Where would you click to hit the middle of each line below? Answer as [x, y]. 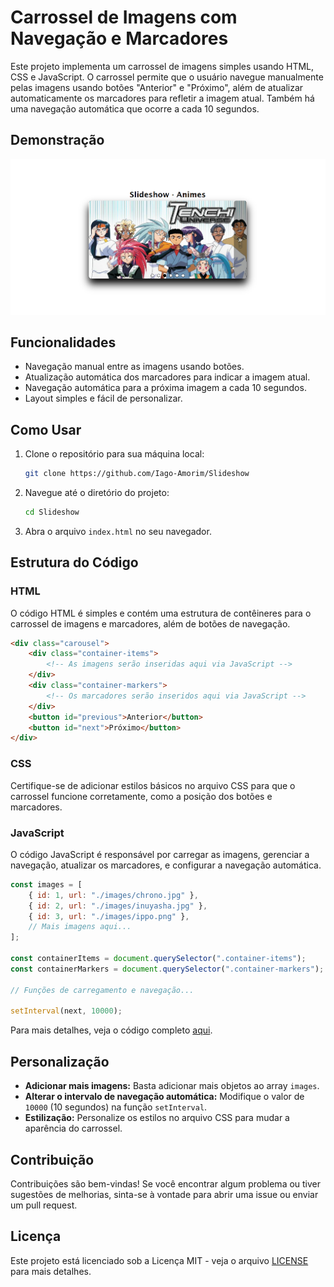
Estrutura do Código [74, 562]
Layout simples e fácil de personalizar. [103, 398]
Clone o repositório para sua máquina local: [114, 454]
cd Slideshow [52, 512]
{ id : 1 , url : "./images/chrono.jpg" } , [113, 895]
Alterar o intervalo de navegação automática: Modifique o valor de [164, 1097]
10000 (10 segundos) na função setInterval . [116, 1107]
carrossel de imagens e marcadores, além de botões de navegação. [150, 623]
